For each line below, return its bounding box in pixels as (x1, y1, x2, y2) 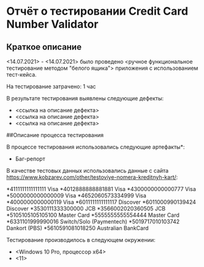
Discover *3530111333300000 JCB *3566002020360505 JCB (6, 205, 166, 212)
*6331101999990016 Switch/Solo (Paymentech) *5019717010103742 (6, 218, 180, 225)
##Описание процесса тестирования (6, 132, 104, 138)
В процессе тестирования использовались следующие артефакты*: (6, 143, 185, 151)
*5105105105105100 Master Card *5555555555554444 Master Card (6, 211, 179, 219)
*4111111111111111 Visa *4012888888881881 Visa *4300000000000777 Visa (6, 186, 196, 192)
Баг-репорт (15, 155, 46, 162)
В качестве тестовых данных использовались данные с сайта (6, 167, 169, 174)
